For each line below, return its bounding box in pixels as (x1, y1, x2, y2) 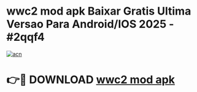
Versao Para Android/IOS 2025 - (6, 17, 174, 31)
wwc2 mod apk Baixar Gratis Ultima (6, 4, 191, 18)
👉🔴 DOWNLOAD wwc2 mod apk (6, 73, 175, 87)
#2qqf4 (6, 30, 45, 44)
